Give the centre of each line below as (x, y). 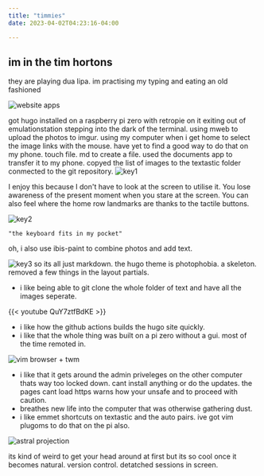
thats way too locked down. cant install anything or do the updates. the (136, 384)
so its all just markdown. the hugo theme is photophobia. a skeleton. (145, 264)
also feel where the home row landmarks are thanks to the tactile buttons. (129, 204)
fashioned (25, 90)
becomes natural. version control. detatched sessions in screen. (113, 465)
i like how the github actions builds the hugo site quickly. (112, 327)
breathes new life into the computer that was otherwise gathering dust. (136, 409)
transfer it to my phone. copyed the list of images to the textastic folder (124, 163)
